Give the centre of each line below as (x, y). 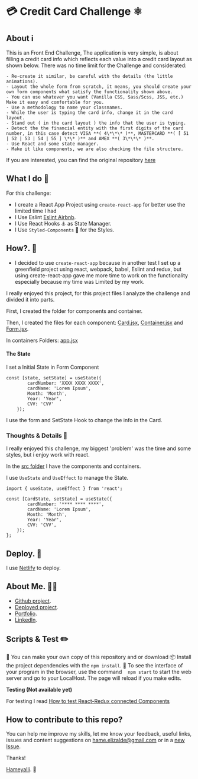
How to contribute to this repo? (64, 719)
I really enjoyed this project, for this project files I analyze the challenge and (98, 293)
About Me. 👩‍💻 (32, 586)
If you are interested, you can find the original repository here (81, 160)
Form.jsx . (17, 329)
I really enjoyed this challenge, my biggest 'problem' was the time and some (98, 448)
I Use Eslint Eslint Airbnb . (45, 217)
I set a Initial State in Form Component (53, 367)
